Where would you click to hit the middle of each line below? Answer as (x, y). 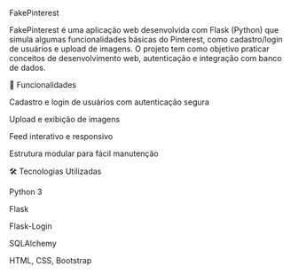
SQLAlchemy (33, 243)
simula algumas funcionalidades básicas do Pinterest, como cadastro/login (146, 39)
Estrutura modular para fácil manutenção (84, 153)
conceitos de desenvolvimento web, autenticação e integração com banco (145, 58)
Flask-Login (31, 226)
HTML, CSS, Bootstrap (51, 260)
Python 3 (26, 192)
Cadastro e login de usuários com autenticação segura (110, 102)
